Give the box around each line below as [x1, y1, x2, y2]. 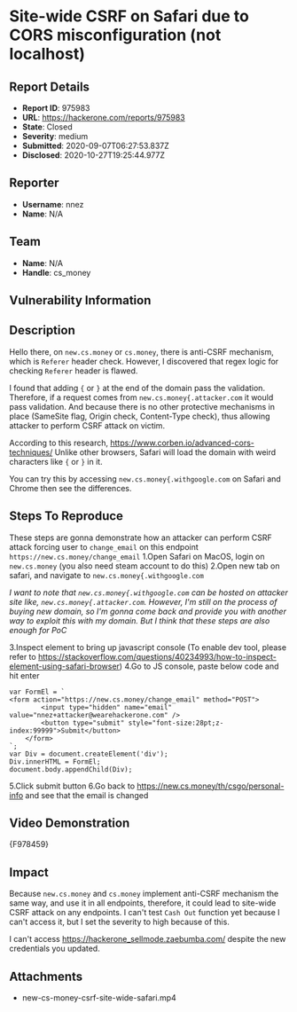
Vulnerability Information [9, 293, 152, 308]
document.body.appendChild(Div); [9, 765, 133, 773]
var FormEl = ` [9, 687, 66, 696]
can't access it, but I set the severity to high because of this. [9, 916, 231, 928]
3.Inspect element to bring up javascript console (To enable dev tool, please [9, 641, 286, 653]
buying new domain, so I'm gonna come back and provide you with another [9, 606, 286, 616]
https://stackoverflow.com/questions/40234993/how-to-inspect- [38, 651, 277, 662]
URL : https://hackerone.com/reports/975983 [21, 113, 185, 122]
